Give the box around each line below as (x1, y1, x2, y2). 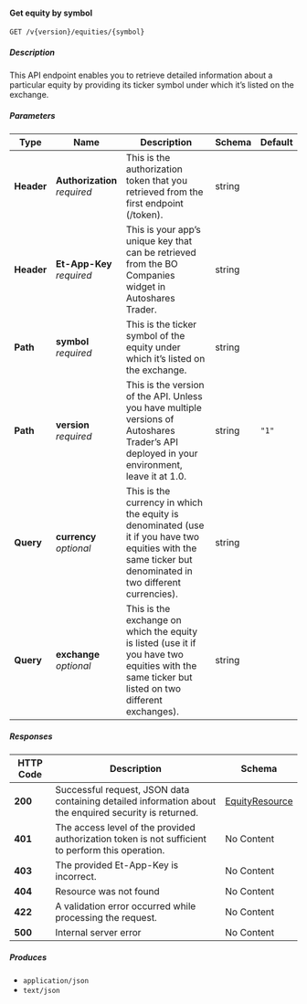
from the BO (125, 258, 178, 270)
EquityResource (225, 795, 293, 808)
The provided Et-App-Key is (55, 859, 179, 872)
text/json (22, 987, 61, 996)
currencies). (125, 587, 178, 600)
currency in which (125, 496, 204, 509)
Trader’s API (125, 436, 179, 449)
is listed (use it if (125, 637, 196, 650)
